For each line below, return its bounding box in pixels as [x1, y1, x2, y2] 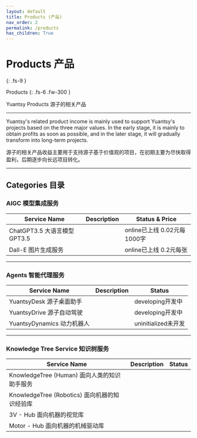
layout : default [6, 8, 46, 15]
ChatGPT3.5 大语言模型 [9, 226, 74, 235]
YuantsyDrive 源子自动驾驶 [9, 308, 83, 317]
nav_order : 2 [6, 19, 38, 25]
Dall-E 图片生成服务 [9, 246, 64, 254]
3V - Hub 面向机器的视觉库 [9, 411, 84, 419]
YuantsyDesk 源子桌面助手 [9, 297, 83, 305]
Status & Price [135, 215, 177, 223]
